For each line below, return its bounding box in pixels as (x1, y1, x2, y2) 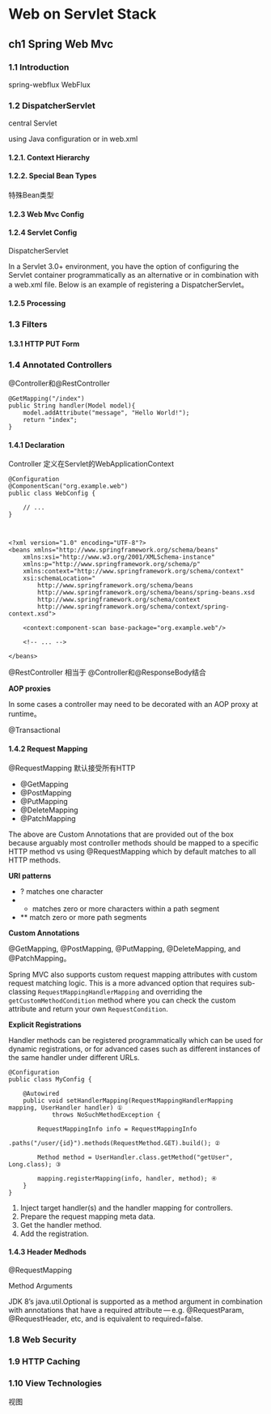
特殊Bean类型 (8, 190, 54, 199)
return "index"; (23, 416, 78, 424)
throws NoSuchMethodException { (51, 1110, 161, 1118)
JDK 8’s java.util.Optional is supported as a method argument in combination (8, 1297, 263, 1306)
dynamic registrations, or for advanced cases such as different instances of (8, 1044, 260, 1054)
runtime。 (8, 709, 42, 719)
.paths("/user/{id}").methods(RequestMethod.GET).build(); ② (8, 1139, 221, 1147)
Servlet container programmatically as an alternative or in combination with (8, 270, 259, 279)
